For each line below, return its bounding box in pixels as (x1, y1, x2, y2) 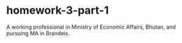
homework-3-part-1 (6, 4, 109, 17)
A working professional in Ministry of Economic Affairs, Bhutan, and (6, 23, 176, 30)
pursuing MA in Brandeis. (6, 29, 70, 36)
